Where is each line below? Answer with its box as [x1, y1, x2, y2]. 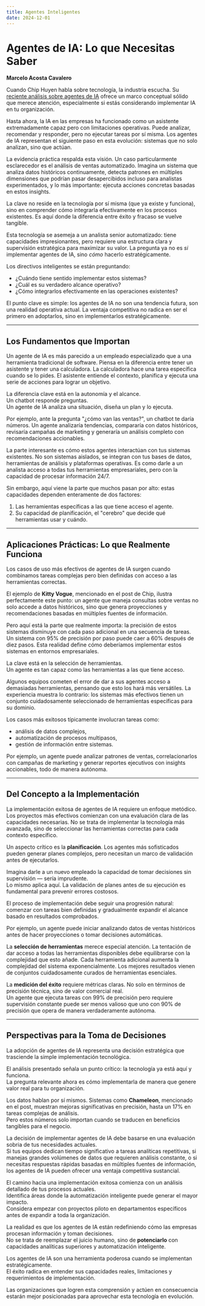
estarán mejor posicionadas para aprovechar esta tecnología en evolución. [6, 1293, 194, 1300]
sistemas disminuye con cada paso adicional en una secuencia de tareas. [6, 628, 191, 636]
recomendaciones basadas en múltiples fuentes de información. [6, 610, 168, 617]
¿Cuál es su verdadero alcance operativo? [15, 281, 121, 289]
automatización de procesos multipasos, [15, 734, 118, 742]
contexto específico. [6, 831, 58, 838]
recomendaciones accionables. [6, 435, 85, 442]
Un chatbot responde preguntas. [6, 397, 88, 404]
